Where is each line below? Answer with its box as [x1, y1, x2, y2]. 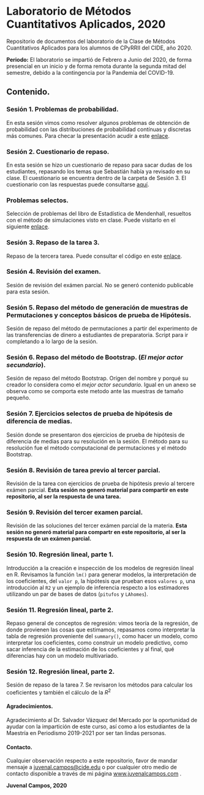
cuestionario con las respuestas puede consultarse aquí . [6, 181, 149, 188]
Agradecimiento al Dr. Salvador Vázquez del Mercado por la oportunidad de [6, 717, 198, 724]
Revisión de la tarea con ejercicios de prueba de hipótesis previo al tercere [6, 480, 195, 487]
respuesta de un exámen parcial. [6, 535, 92, 543]
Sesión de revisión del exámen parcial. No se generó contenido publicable [6, 281, 194, 288]
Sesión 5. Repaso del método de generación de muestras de [6, 303, 189, 312]
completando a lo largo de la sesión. [6, 338, 98, 345]
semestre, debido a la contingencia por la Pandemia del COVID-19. [6, 69, 175, 76]
